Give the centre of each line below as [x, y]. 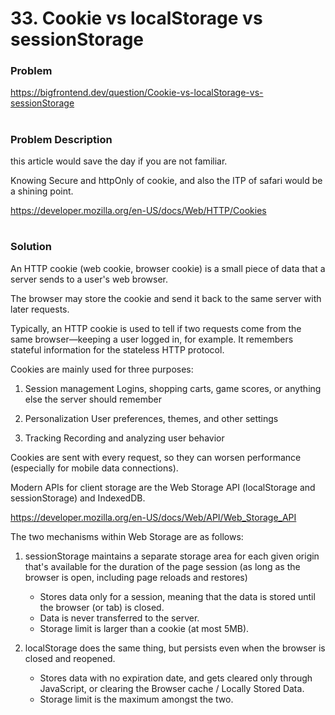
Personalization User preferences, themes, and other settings [151, 418]
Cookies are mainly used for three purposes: [102, 369]
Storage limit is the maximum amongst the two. [136, 699]
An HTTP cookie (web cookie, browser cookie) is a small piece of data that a [168, 268]
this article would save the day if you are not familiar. [119, 161]
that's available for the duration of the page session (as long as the [162, 566]
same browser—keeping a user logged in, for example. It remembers [152, 339]
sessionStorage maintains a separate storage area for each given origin [172, 556]
